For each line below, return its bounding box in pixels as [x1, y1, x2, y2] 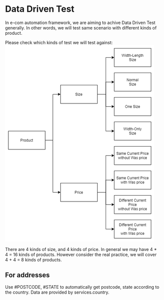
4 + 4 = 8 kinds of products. [5, 256, 62, 263]
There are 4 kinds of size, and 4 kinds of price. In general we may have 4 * [5, 246, 157, 252]
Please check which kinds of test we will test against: [5, 39, 113, 45]
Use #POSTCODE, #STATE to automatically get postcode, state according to [5, 284, 160, 290]
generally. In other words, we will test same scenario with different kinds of [5, 25, 157, 30]
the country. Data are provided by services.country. [5, 289, 109, 295]
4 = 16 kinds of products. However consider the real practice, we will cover [5, 251, 157, 257]
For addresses [5, 271, 50, 279]
